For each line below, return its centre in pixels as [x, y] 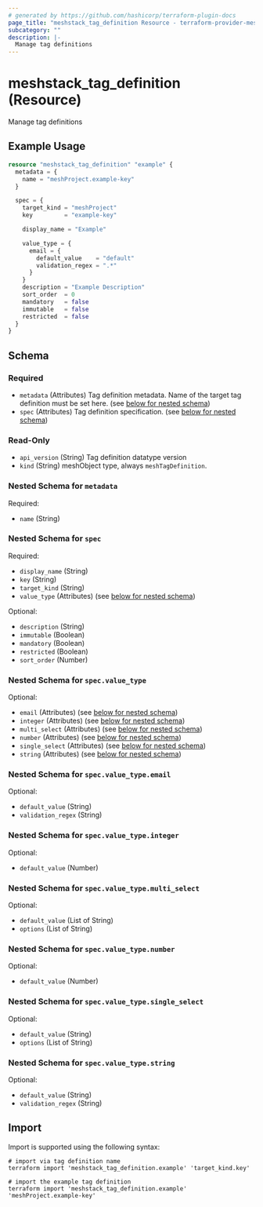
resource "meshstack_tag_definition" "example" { [91, 164]
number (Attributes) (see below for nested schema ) [100, 738]
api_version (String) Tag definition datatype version [103, 458]
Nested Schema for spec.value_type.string [92, 1063]
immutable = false [56, 309]
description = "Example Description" [84, 287]
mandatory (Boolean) [52, 643]
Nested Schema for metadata [63, 486]
